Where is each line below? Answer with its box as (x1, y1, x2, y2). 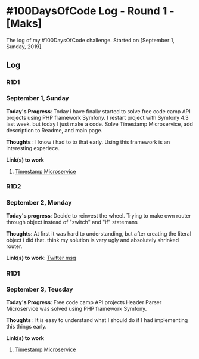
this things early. (6, 323, 47, 330)
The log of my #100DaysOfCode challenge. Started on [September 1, (6, 36, 175, 44)
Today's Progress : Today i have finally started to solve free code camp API (6, 107, 191, 114)
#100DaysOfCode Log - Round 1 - (6, 4, 175, 18)
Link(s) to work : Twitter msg (6, 254, 76, 261)
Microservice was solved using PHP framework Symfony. (6, 305, 147, 312)
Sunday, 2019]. (6, 43, 43, 50)
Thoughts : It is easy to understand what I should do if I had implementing (6, 316, 188, 323)
